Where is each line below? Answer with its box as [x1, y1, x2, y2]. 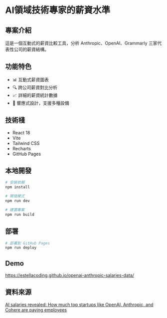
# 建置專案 [5, 207, 25, 212]
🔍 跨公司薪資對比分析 [12, 84, 58, 90]
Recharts [12, 145, 31, 151]
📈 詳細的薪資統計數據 [12, 92, 58, 98]
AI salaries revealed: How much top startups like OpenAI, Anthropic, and [5, 302, 154, 308]
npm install [5, 185, 30, 190]
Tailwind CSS [12, 140, 40, 146]
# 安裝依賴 [5, 180, 25, 185]
